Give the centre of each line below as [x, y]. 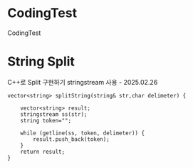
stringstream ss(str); [54, 114]
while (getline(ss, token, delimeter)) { [82, 133]
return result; [43, 152]
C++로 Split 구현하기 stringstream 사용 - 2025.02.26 [83, 82]
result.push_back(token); [72, 139]
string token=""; [46, 120]
